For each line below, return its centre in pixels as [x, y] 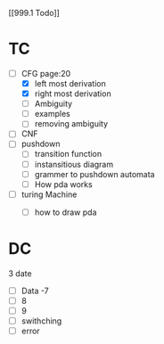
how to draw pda [66, 212]
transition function [68, 154]
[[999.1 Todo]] [34, 13]
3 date [20, 273]
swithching [41, 321]
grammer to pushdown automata [94, 174]
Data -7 [35, 291]
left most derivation [70, 83]
